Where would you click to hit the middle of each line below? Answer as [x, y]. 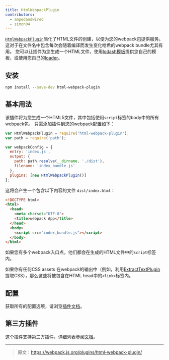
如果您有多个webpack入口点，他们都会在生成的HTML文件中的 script [76, 252]
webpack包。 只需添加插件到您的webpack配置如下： [60, 124]
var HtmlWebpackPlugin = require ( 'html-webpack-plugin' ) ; [67, 133]
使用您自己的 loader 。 [40, 58]
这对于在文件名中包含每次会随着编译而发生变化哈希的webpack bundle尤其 [82, 45]
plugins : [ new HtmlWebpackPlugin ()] [48, 175]
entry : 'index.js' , [30, 152]
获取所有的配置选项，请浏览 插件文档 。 [45, 306]
